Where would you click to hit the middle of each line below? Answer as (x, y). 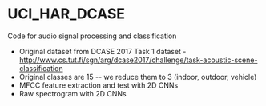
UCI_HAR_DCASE (66, 14)
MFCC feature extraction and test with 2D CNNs (99, 85)
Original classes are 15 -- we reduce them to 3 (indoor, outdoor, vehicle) (138, 77)
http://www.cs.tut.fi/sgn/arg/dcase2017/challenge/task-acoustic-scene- (138, 60)
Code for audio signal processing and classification (92, 36)
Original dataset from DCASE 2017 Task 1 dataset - (103, 51)
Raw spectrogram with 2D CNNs (73, 93)
